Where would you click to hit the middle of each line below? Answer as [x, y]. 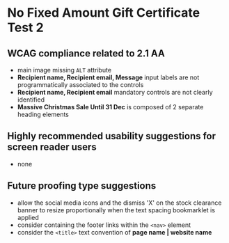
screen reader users [52, 147]
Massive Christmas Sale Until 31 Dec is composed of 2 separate [110, 107]
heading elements [43, 114]
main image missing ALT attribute [64, 70]
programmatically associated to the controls [80, 85]
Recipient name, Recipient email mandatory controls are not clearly [115, 92]
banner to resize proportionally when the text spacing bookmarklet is [116, 210]
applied [28, 217]
